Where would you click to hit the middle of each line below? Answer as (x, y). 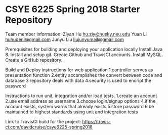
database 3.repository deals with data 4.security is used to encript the (78, 80)
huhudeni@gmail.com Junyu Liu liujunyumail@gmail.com (65, 39)
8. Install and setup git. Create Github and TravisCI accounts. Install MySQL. (84, 55)
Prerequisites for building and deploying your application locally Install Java (84, 49)
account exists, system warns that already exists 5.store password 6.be (80, 106)
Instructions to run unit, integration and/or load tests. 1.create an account (81, 96)
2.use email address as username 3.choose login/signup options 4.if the (80, 101)
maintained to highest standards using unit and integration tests (72, 112)
